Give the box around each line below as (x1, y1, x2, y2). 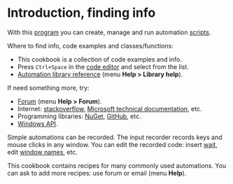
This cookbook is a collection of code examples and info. (17, 55, 182, 64)
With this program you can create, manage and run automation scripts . (7, 28, 211, 36)
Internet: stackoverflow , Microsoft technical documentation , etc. (17, 104, 202, 113)
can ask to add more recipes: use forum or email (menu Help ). (7, 169, 187, 177)
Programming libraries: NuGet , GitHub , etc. (17, 112, 141, 120)
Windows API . (17, 119, 58, 127)
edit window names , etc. (7, 148, 78, 156)
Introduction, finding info (7, 5, 156, 21)
